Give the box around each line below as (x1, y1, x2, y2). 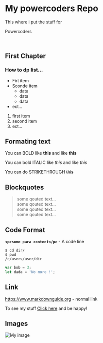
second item (12, 118, 37, 124)
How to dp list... (5, 67, 43, 73)
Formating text (5, 137, 51, 146)
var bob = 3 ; (5, 265, 32, 270)
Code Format (5, 226, 45, 234)
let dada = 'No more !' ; (5, 270, 55, 274)
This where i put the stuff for (5, 19, 62, 25)
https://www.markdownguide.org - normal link (5, 296, 98, 302)
